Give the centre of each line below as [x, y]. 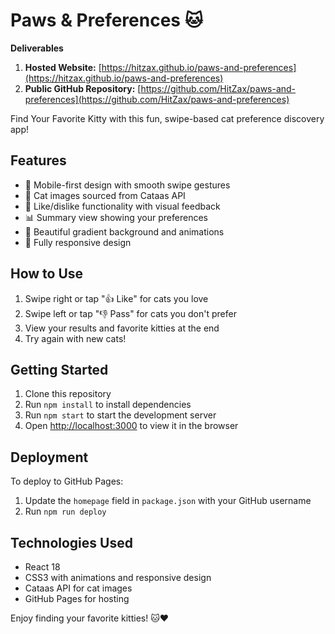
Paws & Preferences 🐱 [106, 20]
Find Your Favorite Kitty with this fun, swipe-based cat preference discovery [167, 118]
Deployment [49, 457]
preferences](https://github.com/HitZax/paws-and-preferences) [157, 99]
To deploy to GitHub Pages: [67, 481]
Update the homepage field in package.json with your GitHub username [168, 501]
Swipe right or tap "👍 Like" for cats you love [116, 298]
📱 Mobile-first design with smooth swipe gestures [127, 185]
